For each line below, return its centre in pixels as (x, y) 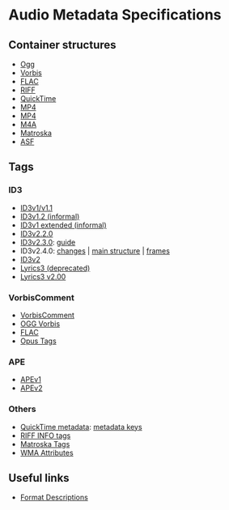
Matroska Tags (45, 444)
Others (22, 409)
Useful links (39, 478)
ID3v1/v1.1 (36, 207)
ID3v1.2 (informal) (50, 216)
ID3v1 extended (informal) (63, 225)
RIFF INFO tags (45, 436)
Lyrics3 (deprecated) (55, 268)
